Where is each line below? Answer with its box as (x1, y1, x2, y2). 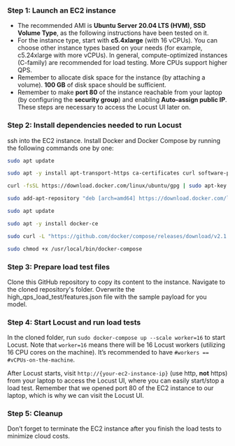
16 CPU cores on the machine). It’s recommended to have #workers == (7, 348, 209, 357)
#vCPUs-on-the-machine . (7, 355, 76, 364)
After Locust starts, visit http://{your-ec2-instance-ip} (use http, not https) (7, 369, 228, 378)
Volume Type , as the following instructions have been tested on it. (17, 29, 209, 37)
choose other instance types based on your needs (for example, (17, 44, 203, 52)
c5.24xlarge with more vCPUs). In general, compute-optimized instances (17, 51, 228, 59)
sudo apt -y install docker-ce (7, 220, 99, 227)
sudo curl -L (7, 232, 45, 239)
